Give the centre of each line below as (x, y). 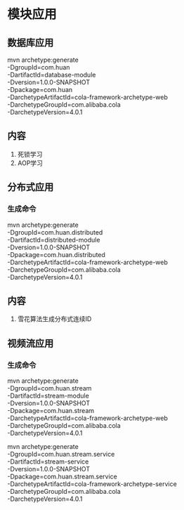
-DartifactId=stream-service (48, 462)
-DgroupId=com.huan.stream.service (61, 454)
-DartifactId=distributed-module (54, 240)
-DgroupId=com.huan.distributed (55, 232)
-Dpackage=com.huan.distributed (56, 254)
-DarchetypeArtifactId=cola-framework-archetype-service (92, 484)
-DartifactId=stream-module (48, 395)
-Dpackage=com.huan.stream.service (63, 476)
